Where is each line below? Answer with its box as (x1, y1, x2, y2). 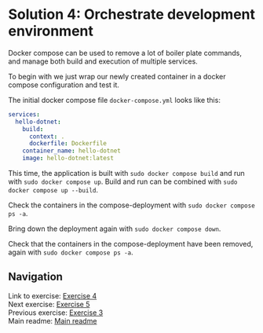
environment (8, 22, 94, 40)
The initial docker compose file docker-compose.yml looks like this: (8, 95, 221, 104)
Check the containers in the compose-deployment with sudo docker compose (8, 200, 255, 210)
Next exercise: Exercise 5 (8, 299, 90, 309)
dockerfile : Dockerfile (28, 140, 108, 148)
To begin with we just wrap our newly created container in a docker (8, 71, 226, 81)
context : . (28, 132, 65, 141)
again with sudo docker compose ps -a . (8, 247, 133, 257)
